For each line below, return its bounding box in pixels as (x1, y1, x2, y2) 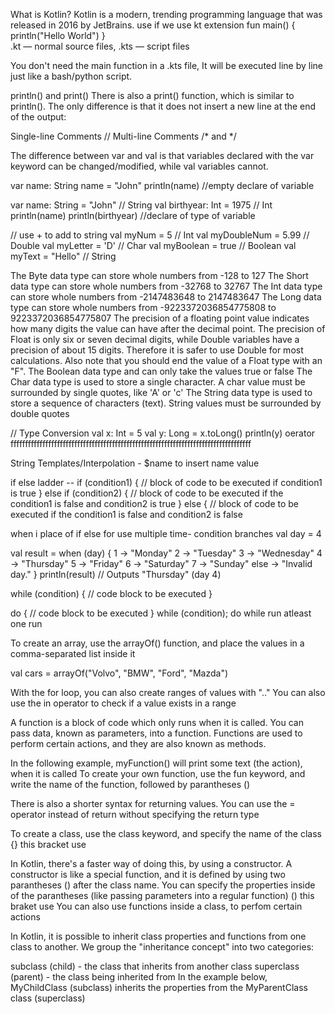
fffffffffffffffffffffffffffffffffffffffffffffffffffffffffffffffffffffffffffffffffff (10, 438, 252, 449)
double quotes (10, 408, 70, 419)
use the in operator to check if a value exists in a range (10, 697, 237, 709)
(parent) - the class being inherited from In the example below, (10, 971, 268, 983)
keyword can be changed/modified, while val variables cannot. (10, 160, 269, 172)
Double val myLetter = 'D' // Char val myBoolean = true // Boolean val (10, 240, 297, 251)
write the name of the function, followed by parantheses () (10, 779, 251, 790)
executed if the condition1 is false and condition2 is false (10, 509, 243, 520)
